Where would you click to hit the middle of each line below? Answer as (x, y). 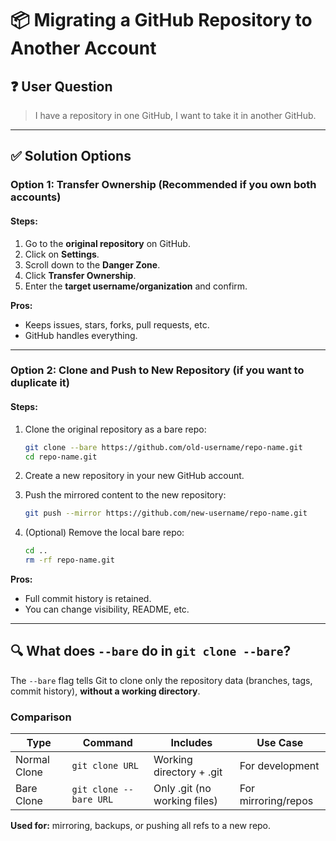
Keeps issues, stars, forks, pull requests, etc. (117, 324)
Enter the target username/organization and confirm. (136, 286)
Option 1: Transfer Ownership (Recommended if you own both (163, 185)
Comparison (41, 717)
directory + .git (188, 772)
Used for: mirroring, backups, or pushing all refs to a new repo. (141, 826)
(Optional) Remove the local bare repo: (104, 533)
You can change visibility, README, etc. (107, 609)
